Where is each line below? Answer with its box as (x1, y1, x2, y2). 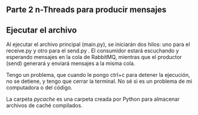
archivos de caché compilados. (6, 102, 83, 109)
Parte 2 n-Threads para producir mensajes (6, 5, 166, 15)
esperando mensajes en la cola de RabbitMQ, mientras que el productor (6, 54, 183, 61)
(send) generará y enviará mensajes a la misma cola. (6, 60, 136, 67)
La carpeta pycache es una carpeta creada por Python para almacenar (6, 95, 180, 103)
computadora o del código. (6, 84, 73, 91)
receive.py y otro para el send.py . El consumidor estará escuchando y (6, 47, 180, 54)
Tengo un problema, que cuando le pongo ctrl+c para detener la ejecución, (6, 72, 190, 79)
